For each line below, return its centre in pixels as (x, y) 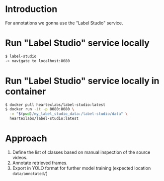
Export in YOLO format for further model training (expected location (82, 168)
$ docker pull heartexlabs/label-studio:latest (55, 105)
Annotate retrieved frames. (40, 163)
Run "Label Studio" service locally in (82, 81)
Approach (26, 138)
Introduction (31, 9)
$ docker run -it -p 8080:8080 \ (40, 109)
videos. (20, 157)
